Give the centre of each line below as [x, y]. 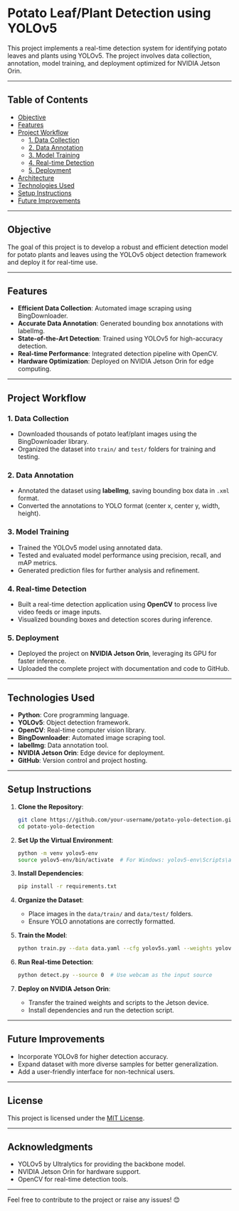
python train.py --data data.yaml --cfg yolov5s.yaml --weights [115, 948]
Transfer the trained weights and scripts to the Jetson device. [118, 1003]
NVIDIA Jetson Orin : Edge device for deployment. [91, 753]
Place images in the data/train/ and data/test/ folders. [111, 914]
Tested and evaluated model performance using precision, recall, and [119, 555]
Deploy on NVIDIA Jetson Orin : [64, 989]
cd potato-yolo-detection [56, 826]
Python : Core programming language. [73, 715]
